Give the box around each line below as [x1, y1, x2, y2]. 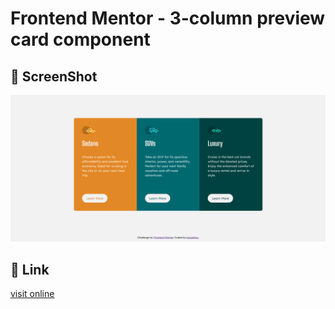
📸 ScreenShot [10, 68, 98, 85]
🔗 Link [10, 261, 50, 278]
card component [10, 28, 151, 51]
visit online [10, 288, 55, 300]
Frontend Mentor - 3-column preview [10, 7, 326, 30]
